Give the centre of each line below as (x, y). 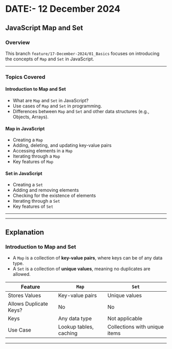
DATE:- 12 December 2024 (63, 9)
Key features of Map (33, 162)
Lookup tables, (76, 327)
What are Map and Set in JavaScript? (50, 101)
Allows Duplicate (28, 304)
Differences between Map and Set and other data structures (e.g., (81, 111)
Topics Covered (25, 77)
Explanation (25, 232)
